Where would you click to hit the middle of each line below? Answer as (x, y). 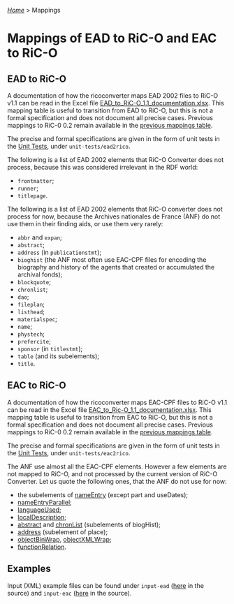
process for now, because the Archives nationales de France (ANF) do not (114, 216)
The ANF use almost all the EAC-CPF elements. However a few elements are (117, 466)
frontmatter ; (36, 181)
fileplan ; (31, 304)
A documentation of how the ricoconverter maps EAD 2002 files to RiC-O (113, 96)
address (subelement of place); (63, 532)
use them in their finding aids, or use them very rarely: (85, 224)
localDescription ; (42, 517)
